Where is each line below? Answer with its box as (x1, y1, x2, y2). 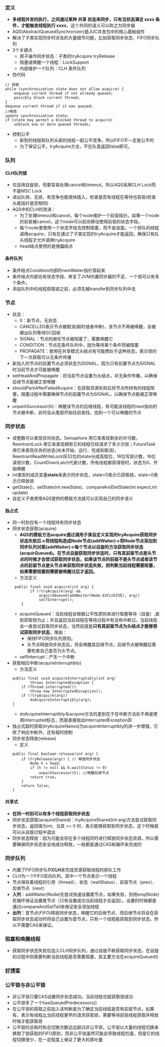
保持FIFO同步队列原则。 (27, 635, 76, 641)
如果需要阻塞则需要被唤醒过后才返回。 (19, 569, 97, 575)
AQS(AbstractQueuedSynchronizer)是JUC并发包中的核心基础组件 (12, 28, 145, 35)
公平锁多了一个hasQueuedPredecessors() (12, 1000, 97, 1006)
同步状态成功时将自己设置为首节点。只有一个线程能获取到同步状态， (16, 916, 155, 922)
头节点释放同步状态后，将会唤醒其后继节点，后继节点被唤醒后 (27, 642, 152, 648)
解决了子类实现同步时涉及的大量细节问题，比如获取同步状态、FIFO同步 (12, 35, 156, 41)
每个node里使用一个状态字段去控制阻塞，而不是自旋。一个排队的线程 (19, 225, 159, 231)
